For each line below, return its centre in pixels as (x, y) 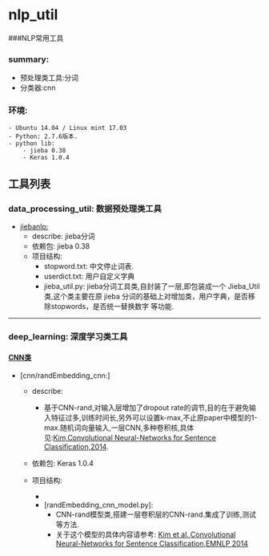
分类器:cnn (38, 88)
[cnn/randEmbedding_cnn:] (65, 375)
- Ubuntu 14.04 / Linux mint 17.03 (68, 128)
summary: (29, 59)
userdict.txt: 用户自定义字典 (89, 276)
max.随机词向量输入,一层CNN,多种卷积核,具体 (119, 428)
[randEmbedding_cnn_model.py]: (98, 505)
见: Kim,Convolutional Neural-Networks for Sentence (130, 438)
